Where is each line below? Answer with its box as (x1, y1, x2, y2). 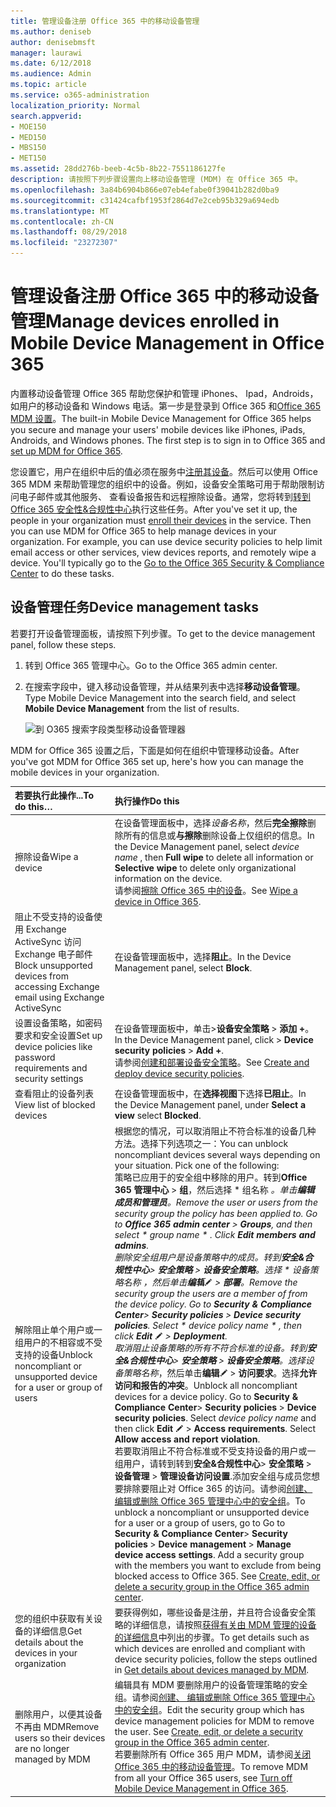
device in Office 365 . (114, 895, 202, 907)
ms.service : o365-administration (10, 90, 150, 100)
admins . (114, 1239, 150, 1251)
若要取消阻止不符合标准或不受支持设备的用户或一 (114, 1445, 317, 1457)
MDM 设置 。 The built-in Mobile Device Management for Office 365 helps (10, 412, 312, 424)
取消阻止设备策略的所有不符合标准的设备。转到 (114, 1341, 308, 1354)
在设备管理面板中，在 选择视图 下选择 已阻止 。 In (114, 1088, 307, 1100)
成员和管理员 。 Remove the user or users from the (114, 1196, 318, 1208)
